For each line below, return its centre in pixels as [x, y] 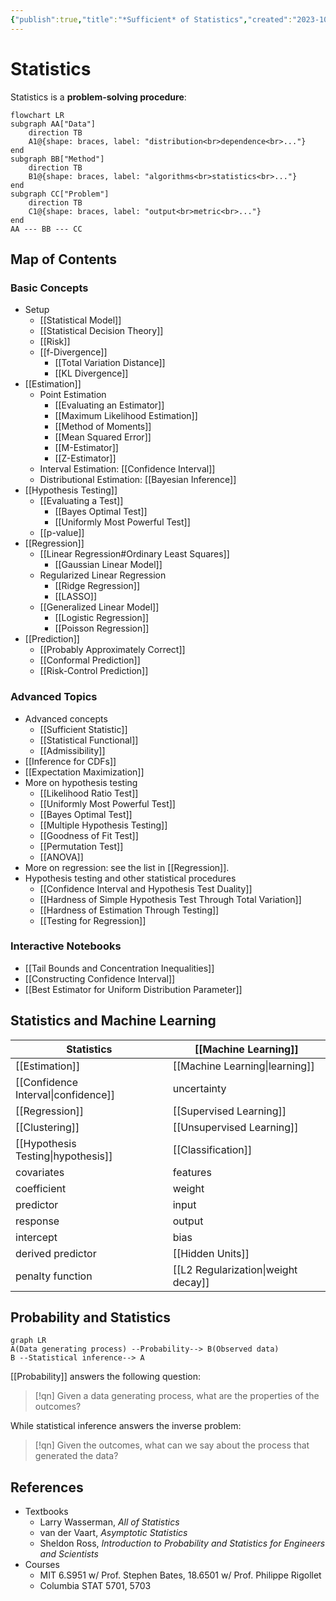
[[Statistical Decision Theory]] [101, 331]
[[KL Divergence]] [91, 373]
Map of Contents [64, 259]
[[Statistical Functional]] [89, 740]
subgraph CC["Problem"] [60, 194]
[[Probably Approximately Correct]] [112, 650]
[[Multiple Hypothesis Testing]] [103, 825]
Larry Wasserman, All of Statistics [109, 1522]
